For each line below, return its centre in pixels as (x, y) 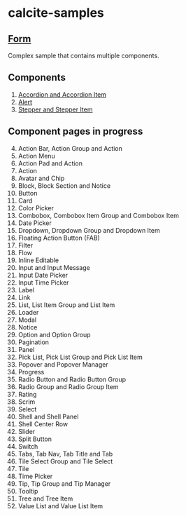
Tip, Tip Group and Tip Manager (64, 483)
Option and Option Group (54, 334)
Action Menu (36, 156)
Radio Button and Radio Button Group (72, 379)
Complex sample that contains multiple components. (84, 55)
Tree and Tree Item (45, 498)
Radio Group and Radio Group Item (68, 386)
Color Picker (36, 208)
